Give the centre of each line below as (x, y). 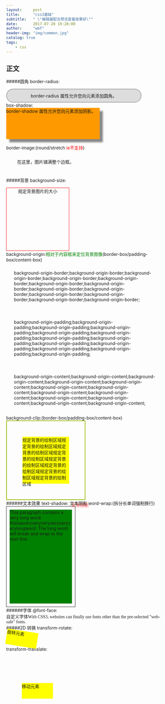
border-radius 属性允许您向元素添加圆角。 (74, 96)
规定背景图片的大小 (38, 191)
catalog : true (21, 38)
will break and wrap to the (36, 534)
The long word (53, 528)
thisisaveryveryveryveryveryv (40, 523)
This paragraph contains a (37, 512)
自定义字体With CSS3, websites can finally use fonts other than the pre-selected (78, 617)
